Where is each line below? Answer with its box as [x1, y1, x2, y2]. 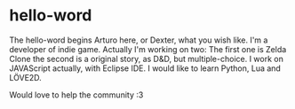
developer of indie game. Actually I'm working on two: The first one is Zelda [9, 43, 287, 54]
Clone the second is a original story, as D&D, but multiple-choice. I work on [9, 53, 284, 64]
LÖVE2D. [9, 72, 42, 82]
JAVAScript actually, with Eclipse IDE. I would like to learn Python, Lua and [9, 63, 282, 74]
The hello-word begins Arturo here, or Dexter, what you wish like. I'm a [9, 35, 268, 45]
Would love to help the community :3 [9, 90, 144, 100]
